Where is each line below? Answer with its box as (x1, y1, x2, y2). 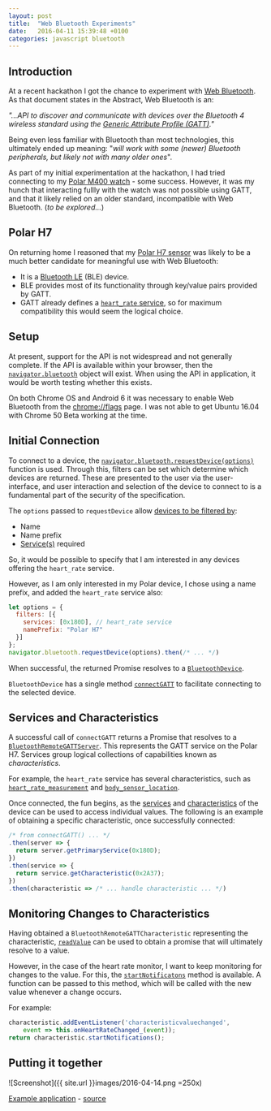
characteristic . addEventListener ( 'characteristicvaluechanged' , (8, 1018, 230, 1027)
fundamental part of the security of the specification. (8, 490, 186, 499)
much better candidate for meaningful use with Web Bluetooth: (8, 256, 219, 266)
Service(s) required (19, 538, 85, 548)
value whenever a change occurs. (8, 988, 122, 997)
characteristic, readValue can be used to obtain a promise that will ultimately (8, 937, 264, 947)
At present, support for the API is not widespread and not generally (8, 351, 233, 361)
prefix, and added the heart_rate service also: (8, 587, 164, 597)
